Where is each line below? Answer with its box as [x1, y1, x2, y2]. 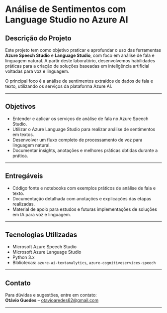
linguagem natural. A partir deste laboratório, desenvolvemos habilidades [5, 58, 156, 63]
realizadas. [12, 201, 35, 207]
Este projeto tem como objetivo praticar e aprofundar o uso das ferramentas [5, 47, 162, 53]
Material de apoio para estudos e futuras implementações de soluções [12, 206, 158, 212]
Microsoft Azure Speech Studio [12, 244, 77, 250]
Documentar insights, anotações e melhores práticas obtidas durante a [12, 147, 158, 153]
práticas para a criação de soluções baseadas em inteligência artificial [5, 63, 150, 69]
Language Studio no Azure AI [5, 14, 128, 25]
